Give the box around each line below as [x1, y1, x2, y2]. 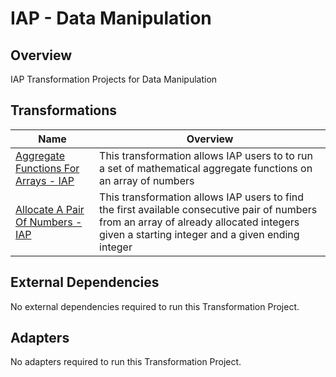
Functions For [15, 161, 80, 175]
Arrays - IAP [15, 173, 75, 187]
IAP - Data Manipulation [10, 7, 212, 30]
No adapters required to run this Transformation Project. [10, 356, 242, 368]
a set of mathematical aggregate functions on [99, 161, 313, 175]
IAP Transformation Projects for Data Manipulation [10, 73, 218, 85]
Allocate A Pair [15, 202, 85, 216]
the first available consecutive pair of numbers [99, 202, 318, 216]
